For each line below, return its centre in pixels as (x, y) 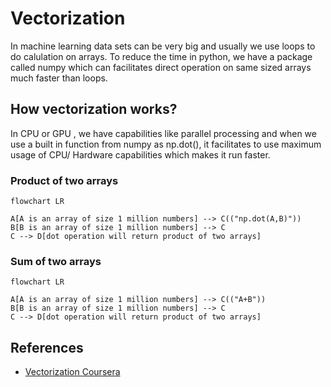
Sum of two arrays (56, 261)
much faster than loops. (59, 78)
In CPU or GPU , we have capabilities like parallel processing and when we (163, 133)
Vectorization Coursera (72, 372)
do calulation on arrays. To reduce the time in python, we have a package (161, 56)
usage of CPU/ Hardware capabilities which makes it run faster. (140, 154)
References (47, 347)
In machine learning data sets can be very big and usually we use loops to (163, 46)
